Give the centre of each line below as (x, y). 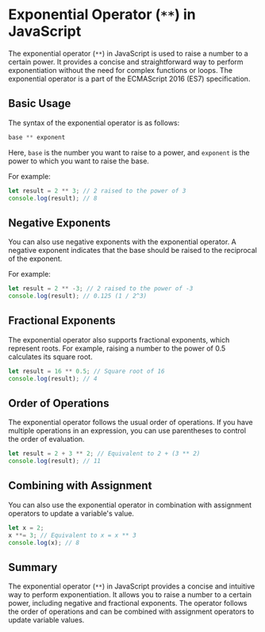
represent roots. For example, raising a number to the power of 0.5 (117, 348)
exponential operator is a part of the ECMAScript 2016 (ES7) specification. (129, 79)
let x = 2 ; (26, 528)
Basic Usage (40, 103)
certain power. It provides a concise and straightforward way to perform (126, 62)
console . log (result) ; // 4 (53, 378)
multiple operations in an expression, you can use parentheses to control (127, 431)
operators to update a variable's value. (71, 513)
